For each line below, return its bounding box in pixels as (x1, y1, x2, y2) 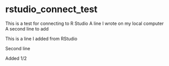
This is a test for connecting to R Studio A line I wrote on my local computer (5, 20, 164, 26)
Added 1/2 (5, 55, 27, 61)
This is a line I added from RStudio (5, 36, 78, 42)
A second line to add (5, 25, 49, 31)
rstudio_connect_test (5, 4, 98, 15)
